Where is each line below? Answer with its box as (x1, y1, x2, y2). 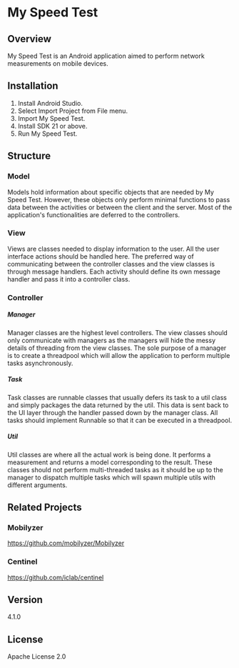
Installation (7, 80, 59, 92)
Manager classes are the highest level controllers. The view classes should (7, 328, 228, 337)
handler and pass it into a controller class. (7, 274, 131, 283)
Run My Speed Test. (17, 129, 78, 138)
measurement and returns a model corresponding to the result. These (7, 458, 213, 467)
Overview (7, 33, 52, 45)
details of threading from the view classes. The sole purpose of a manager (7, 344, 227, 352)
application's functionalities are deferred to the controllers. (7, 210, 180, 219)
